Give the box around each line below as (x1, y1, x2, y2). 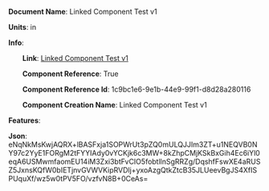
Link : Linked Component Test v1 (22, 54, 128, 63)
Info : (8, 38, 24, 47)
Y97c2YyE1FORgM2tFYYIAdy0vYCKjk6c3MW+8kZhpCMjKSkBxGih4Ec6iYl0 (8, 148, 261, 157)
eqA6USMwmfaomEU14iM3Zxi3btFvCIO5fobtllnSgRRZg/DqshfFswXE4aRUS (8, 156, 261, 166)
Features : (8, 116, 41, 125)
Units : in (8, 22, 37, 31)
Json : (8, 132, 28, 140)
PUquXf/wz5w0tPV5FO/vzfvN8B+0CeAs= (8, 174, 149, 183)
